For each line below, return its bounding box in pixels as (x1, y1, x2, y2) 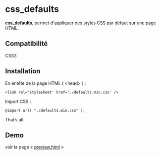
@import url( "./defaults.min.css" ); (5, 108, 85, 113)
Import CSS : (5, 98, 31, 104)
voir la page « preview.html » (5, 144, 64, 150)
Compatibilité (5, 40, 48, 48)
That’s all (5, 116, 24, 122)
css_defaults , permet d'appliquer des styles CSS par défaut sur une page (5, 20, 156, 26)
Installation (5, 67, 41, 75)
